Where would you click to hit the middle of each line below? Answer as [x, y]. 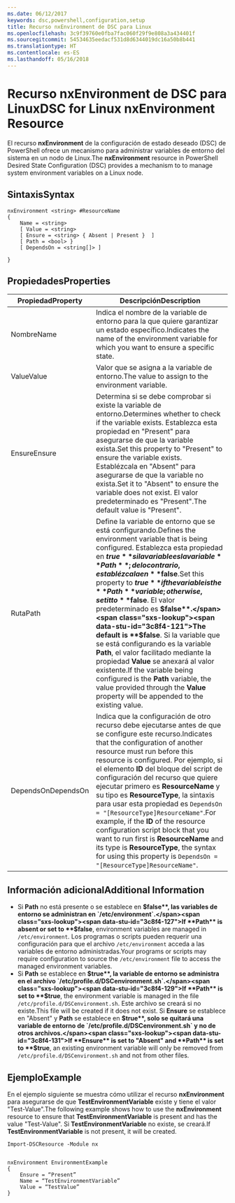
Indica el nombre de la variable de [151, 313]
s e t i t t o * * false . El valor [135, 600]
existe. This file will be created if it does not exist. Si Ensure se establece [121, 1011]
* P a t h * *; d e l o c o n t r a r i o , [138, 565]
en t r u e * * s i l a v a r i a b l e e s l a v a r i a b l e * [158, 557]
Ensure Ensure [34, 453]
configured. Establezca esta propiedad [159, 548]
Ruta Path [26, 613]
